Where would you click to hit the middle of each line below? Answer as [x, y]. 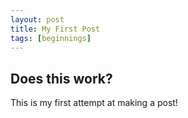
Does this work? [61, 78]
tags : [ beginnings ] [51, 38]
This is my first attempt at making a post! [94, 103]
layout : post [37, 19]
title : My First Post [55, 29]
